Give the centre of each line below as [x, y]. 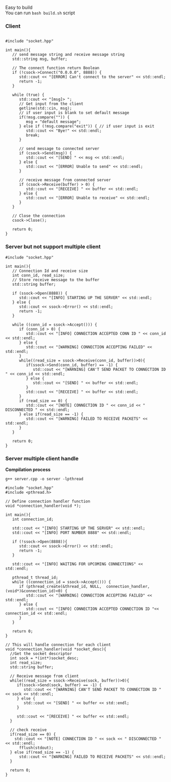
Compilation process [28, 469]
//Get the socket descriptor [41, 653]
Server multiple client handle [42, 458]
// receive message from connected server [65, 180]
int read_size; [26, 663]
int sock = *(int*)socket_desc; [45, 658]
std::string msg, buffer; [40, 59]
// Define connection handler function [48, 501]
